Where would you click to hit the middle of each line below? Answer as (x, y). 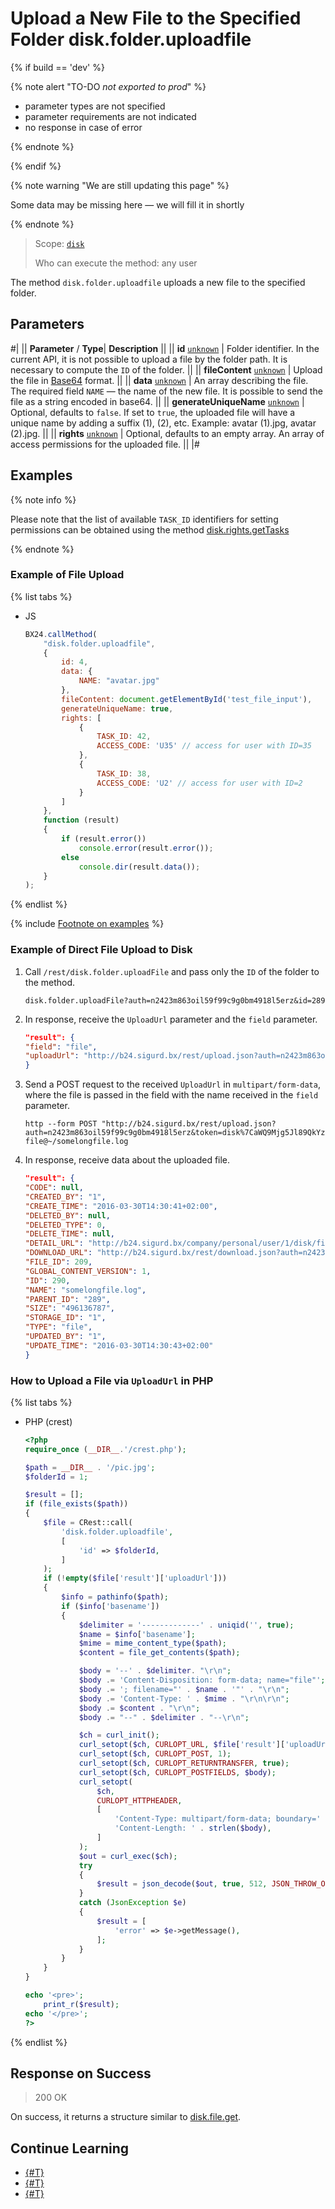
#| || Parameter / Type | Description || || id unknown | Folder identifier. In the (165, 348)
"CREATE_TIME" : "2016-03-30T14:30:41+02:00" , (121, 1206)
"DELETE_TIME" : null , (70, 1234)
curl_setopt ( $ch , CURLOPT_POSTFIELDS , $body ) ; (177, 1772)
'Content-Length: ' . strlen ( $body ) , (193, 1828)
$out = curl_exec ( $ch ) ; (128, 1856)
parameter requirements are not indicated (110, 116)
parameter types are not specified (95, 106)
